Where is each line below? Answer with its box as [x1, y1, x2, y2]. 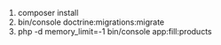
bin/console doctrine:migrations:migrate [17, 17, 165, 27]
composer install [17, 8, 79, 18]
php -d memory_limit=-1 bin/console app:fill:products [17, 26, 212, 36]
